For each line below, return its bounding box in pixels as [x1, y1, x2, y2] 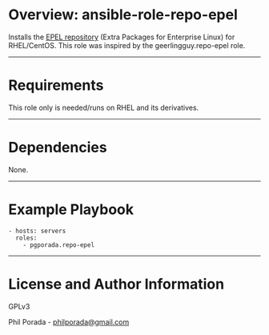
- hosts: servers [8, 227, 66, 235]
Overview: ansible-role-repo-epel [8, 6, 238, 24]
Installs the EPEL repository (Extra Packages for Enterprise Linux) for [8, 32, 235, 42]
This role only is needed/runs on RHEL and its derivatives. [8, 103, 199, 112]
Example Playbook [8, 200, 134, 218]
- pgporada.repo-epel [22, 240, 94, 249]
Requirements [8, 76, 104, 95]
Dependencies [8, 139, 107, 157]
